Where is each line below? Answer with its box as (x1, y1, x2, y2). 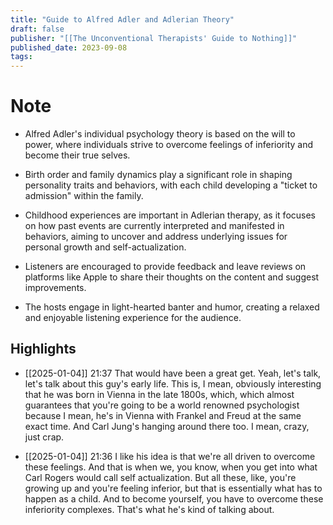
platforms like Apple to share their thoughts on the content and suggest (24, 271, 320, 283)
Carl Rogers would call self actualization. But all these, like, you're (24, 471, 297, 483)
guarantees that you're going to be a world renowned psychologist (24, 399, 300, 411)
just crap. (24, 431, 65, 443)
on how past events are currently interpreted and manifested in (24, 220, 285, 232)
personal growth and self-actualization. (24, 241, 187, 253)
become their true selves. (24, 149, 131, 161)
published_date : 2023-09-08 (10, 42, 128, 53)
